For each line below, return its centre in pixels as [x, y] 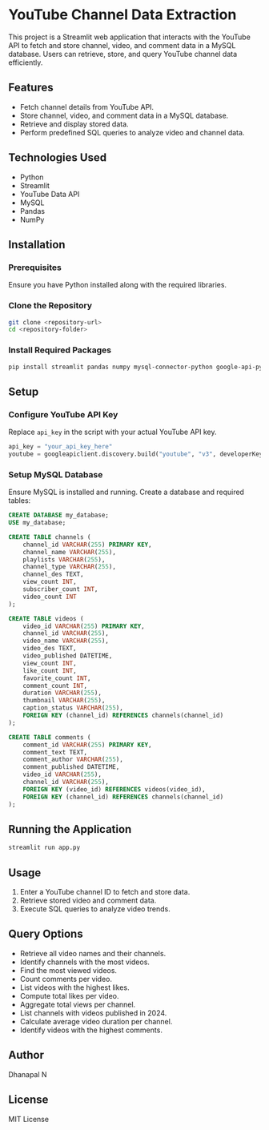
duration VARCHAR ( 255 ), [62, 693]
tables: [20, 501]
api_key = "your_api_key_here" [60, 447]
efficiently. [26, 62]
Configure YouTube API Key [63, 414]
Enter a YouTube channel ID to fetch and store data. [105, 892]
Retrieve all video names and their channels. [93, 953]
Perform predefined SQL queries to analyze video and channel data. [132, 132]
